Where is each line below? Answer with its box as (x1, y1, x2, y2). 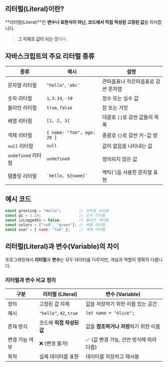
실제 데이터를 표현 (39, 353, 79, 360)
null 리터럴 (7, 142, 33, 149)
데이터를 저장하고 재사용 (85, 353, 139, 360)
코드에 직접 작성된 (39, 319, 79, 326)
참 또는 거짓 (102, 104, 128, 111)
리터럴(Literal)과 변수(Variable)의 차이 (5, 242, 119, 251)
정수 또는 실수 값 (102, 95, 139, 102)
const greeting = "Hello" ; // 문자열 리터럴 (5, 209, 109, 214)
